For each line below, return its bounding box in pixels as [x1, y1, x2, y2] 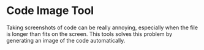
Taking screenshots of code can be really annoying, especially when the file [6, 24, 198, 31]
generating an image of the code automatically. [6, 37, 126, 44]
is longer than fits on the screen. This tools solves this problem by [6, 30, 173, 37]
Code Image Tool [6, 4, 94, 18]
